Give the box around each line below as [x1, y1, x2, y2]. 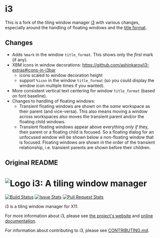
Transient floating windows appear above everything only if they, [19, 124, 149, 130]
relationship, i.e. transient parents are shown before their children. [19, 144, 151, 150]
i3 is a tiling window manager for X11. [5, 204, 79, 209]
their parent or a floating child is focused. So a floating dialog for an [19, 129, 154, 135]
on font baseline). [12, 93, 47, 99]
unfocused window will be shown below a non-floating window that [19, 134, 154, 140]
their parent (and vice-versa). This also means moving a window [19, 108, 148, 114]
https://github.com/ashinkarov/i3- [82, 62, 149, 68]
